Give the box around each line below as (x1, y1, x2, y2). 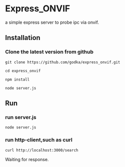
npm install (5, 77, 30, 82)
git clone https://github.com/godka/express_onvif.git (5, 60, 121, 65)
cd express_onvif (5, 68, 41, 73)
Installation (5, 34, 41, 42)
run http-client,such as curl (5, 136, 73, 143)
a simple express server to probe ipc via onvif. (5, 19, 99, 25)
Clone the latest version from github (5, 48, 94, 55)
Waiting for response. (5, 156, 49, 162)
